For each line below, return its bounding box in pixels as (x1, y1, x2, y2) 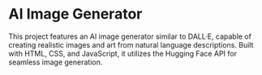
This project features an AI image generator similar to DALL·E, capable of (8, 31, 251, 41)
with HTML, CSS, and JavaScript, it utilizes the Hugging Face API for (8, 48, 238, 58)
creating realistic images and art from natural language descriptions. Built (8, 40, 254, 49)
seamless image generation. (8, 57, 103, 67)
